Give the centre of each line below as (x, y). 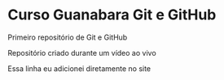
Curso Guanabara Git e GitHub (112, 15)
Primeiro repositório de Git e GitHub (68, 37)
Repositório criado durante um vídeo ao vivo (82, 53)
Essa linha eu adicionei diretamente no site (79, 68)
